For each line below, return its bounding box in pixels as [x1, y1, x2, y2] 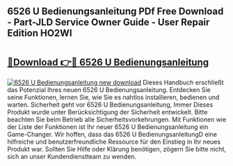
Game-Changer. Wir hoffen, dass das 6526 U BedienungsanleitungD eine [7, 130, 218, 138]
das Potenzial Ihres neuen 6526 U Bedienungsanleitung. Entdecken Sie [7, 86, 211, 93]
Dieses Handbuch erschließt [142, 78, 224, 86]
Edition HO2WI [7, 27, 72, 39]
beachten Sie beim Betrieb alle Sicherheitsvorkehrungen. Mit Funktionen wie [7, 115, 227, 123]
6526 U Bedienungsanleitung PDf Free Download [7, 6, 224, 17]
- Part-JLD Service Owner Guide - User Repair [7, 17, 210, 29]
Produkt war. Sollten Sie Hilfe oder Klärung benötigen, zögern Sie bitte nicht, [7, 145, 226, 153]
